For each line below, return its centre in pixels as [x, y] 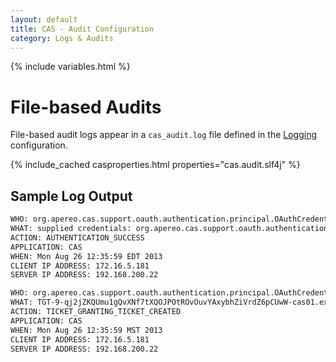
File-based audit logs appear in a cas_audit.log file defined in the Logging [163, 135]
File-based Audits [86, 107]
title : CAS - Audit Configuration [82, 29]
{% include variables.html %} [70, 67]
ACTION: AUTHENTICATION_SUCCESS [77, 237]
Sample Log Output [71, 196]
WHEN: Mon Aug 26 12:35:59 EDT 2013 [86, 256]
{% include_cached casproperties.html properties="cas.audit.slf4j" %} [155, 165]
